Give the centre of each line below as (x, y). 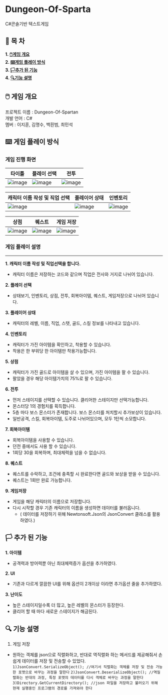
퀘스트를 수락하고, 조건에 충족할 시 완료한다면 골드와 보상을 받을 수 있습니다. (86, 474)
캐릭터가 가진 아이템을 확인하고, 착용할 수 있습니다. (62, 344)
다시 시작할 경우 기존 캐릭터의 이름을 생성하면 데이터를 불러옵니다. (76, 508)
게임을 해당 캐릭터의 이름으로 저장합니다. (52, 501)
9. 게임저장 (16, 491)
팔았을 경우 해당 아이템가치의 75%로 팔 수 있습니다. (62, 378)
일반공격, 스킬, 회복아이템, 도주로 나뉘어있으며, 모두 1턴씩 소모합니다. (79, 418)
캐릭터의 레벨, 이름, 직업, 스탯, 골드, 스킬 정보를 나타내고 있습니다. (76, 323)
